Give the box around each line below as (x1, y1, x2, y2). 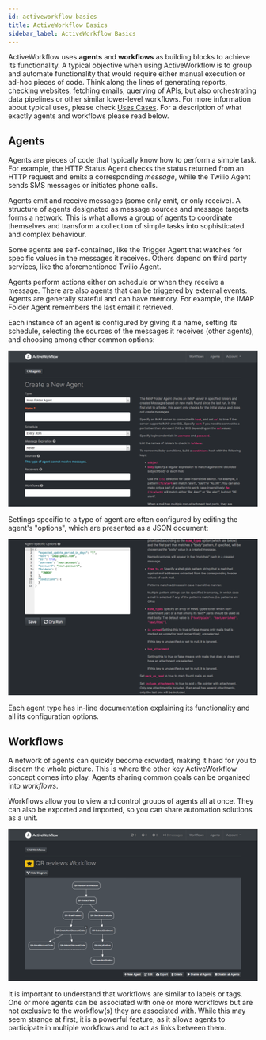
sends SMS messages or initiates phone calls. (8, 181, 158, 190)
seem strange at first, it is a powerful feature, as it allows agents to (8, 1015, 226, 1024)
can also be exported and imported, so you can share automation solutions (8, 805, 253, 814)
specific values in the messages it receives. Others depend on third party (8, 254, 248, 263)
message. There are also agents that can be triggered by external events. (8, 286, 248, 295)
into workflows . (8, 781, 59, 790)
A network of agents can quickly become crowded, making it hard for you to (8, 756, 257, 765)
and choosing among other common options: (8, 335, 155, 344)
